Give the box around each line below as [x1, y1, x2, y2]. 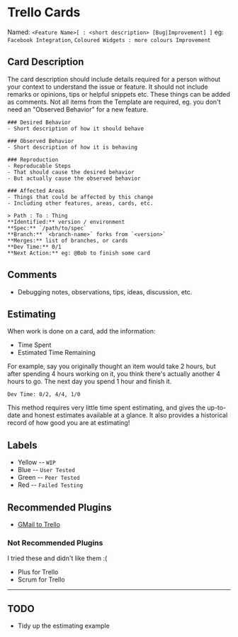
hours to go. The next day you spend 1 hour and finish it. [7, 378, 172, 386]
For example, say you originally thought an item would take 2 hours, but [7, 362, 216, 370]
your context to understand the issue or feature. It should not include [7, 82, 208, 91]
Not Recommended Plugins [7, 537, 103, 547]
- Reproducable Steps [7, 162, 72, 169]
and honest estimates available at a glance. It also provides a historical [21, 411, 228, 419]
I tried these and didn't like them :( [7, 554, 108, 562]
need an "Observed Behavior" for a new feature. [7, 105, 149, 114]
